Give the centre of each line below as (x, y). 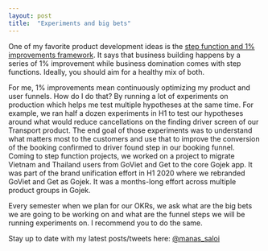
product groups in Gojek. (49, 190)
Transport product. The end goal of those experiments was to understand (130, 130)
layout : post (30, 16)
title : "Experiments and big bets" (70, 23)
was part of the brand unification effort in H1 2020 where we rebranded (127, 173)
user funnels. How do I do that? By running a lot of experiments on (118, 96)
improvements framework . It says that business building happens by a (124, 55)
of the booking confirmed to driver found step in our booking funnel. (122, 147)
